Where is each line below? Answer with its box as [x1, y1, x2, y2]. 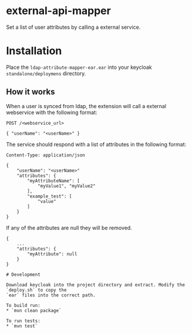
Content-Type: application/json [6, 152, 85, 158]
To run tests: [6, 318, 41, 324]
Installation [6, 44, 62, 58]
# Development [6, 272, 41, 278]
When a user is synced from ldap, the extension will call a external [6, 102, 166, 109]
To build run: [6, 302, 41, 308]
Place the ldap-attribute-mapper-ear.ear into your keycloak [6, 64, 153, 71]
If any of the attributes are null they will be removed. [6, 224, 132, 231]
